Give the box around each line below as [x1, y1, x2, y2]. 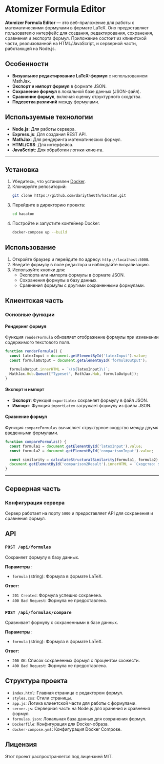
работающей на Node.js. [5, 46, 56, 51]
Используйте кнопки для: [12, 267, 65, 273]
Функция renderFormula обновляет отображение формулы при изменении [5, 334, 159, 340]
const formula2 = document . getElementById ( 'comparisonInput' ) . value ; [9, 448, 154, 453]
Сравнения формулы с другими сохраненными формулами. [19, 282, 145, 288]
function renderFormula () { [5, 349, 62, 354]
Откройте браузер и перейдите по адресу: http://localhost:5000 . [12, 256, 150, 262]
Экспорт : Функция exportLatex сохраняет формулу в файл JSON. [12, 397, 148, 403]
